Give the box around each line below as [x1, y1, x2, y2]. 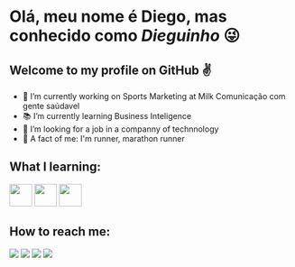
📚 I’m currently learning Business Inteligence [22, 111, 192, 121]
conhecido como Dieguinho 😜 [9, 25, 241, 46]
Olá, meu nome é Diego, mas [9, 6, 227, 27]
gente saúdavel [22, 101, 80, 111]
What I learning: [9, 160, 102, 175]
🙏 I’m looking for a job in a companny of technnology [22, 124, 219, 134]
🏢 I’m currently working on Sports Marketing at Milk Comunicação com [22, 91, 286, 101]
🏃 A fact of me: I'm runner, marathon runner [22, 133, 185, 143]
